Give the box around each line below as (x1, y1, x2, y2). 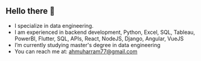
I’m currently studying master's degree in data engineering (14, 41, 161, 48)
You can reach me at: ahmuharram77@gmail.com (14, 48, 138, 55)
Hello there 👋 (5, 6, 56, 16)
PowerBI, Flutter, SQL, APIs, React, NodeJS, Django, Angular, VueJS (14, 34, 184, 42)
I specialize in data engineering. (14, 22, 94, 29)
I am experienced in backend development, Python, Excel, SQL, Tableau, (14, 28, 196, 36)
